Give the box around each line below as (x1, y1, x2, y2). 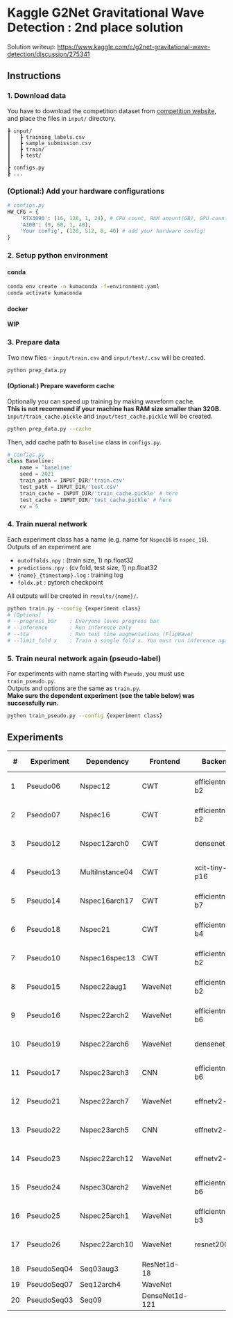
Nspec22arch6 (79, 1039, 130, 1049)
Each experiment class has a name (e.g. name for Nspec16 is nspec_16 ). (7, 535, 209, 543)
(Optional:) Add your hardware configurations (7, 186, 165, 196)
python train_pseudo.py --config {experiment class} (7, 712, 163, 719)
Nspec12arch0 (79, 838, 130, 848)
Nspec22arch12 (79, 1153, 134, 1163)
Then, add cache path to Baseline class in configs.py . (7, 437, 162, 446)
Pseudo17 (26, 1067, 61, 1077)
